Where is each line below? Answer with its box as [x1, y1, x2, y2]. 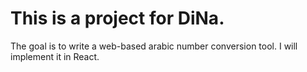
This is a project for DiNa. [10, 7, 225, 30]
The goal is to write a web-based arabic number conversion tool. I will [10, 40, 298, 52]
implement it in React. [10, 50, 100, 62]
